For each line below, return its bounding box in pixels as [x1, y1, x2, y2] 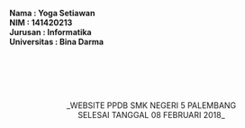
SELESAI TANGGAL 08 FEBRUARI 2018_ [77, 110, 225, 120]
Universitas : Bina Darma [9, 36, 104, 47]
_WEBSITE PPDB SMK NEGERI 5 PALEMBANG [66, 100, 237, 111]
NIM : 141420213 [9, 17, 73, 28]
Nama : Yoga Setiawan [9, 8, 95, 18]
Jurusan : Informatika [9, 27, 92, 37]
